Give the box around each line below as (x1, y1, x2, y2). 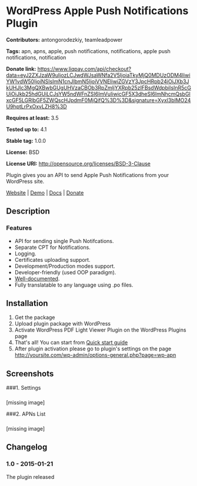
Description (6, 206, 50, 216)
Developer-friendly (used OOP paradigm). (14, 268, 116, 275)
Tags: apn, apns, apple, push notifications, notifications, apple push (6, 47, 171, 54)
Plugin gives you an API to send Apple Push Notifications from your (6, 171, 169, 178)
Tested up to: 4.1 (6, 126, 47, 133)
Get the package (14, 314, 55, 321)
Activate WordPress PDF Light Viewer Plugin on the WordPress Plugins (14, 326, 186, 334)
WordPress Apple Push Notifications (6, 4, 189, 18)
